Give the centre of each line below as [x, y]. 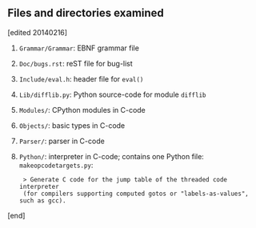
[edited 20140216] [38, 32]
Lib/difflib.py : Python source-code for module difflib [112, 94]
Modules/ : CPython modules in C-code [82, 110]
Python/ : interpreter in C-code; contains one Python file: [112, 156]
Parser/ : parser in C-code [62, 141]
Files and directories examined [86, 13]
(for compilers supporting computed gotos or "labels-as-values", [136, 194]
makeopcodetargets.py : [56, 165]
